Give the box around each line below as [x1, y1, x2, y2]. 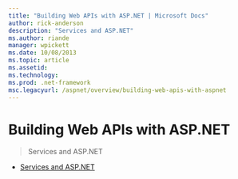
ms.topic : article [8, 57, 69, 65]
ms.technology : [8, 71, 59, 79]
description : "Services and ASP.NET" [8, 26, 134, 34]
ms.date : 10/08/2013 [8, 49, 77, 57]
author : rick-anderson [8, 19, 84, 27]
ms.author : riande [8, 34, 69, 42]
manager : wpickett [8, 42, 69, 50]
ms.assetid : [8, 64, 48, 72]
